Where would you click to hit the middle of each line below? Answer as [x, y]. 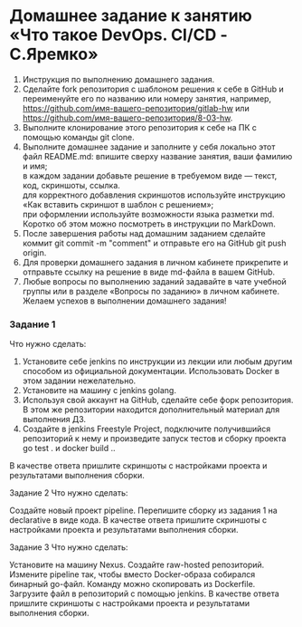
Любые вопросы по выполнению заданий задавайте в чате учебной [154, 281]
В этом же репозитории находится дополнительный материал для [151, 410]
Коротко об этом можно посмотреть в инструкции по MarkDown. [149, 224]
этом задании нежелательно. [79, 381]
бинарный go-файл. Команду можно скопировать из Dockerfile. [132, 584]
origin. [34, 252]
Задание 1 [33, 324]
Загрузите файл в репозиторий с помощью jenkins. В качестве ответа [145, 593]
